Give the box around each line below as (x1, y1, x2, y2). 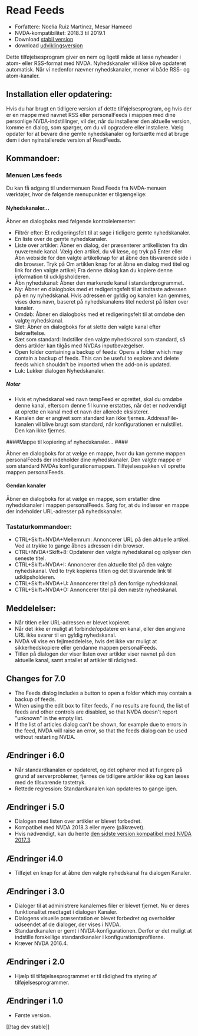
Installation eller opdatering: (6, 89, 113, 99)
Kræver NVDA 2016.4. (14, 940, 68, 947)
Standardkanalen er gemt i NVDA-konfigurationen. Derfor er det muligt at (14, 927, 192, 934)
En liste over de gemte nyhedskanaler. (14, 235, 108, 242)
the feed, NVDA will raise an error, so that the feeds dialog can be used (14, 727, 187, 734)
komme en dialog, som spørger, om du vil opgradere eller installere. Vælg (6, 123, 184, 131)
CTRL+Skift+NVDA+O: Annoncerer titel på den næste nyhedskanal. (14, 586, 178, 594)
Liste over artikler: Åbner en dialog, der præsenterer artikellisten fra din (14, 242, 187, 249)
